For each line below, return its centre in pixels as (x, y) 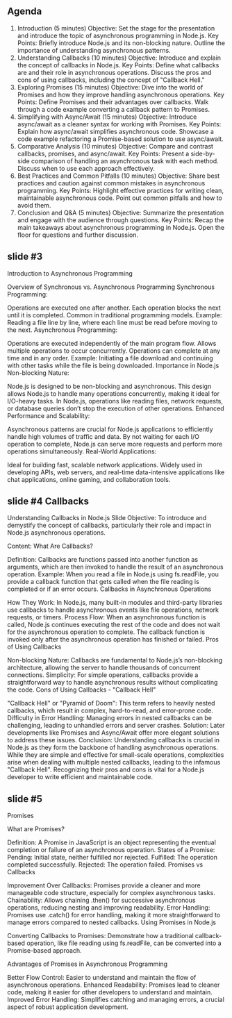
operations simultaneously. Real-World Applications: (82, 451)
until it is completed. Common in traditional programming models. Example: (115, 315)
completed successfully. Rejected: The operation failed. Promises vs (105, 865)
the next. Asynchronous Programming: (63, 330)
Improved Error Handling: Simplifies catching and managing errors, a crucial (116, 1000)
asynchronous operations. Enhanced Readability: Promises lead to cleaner (114, 985)
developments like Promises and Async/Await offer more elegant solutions (114, 733)
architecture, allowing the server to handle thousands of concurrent (104, 668)
